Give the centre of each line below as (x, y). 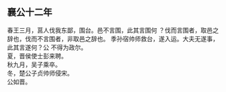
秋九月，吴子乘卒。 (34, 65)
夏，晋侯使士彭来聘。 (37, 56)
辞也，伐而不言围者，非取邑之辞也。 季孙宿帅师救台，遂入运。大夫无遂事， (113, 38)
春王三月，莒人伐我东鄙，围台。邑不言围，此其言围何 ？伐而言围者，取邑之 (113, 30)
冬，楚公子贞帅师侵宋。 (40, 73)
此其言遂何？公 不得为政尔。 (47, 47)
